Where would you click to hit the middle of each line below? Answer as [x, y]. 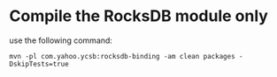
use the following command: [61, 40]
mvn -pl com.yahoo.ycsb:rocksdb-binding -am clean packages [123, 56]
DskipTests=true [39, 64]
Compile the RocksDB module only [138, 16]
